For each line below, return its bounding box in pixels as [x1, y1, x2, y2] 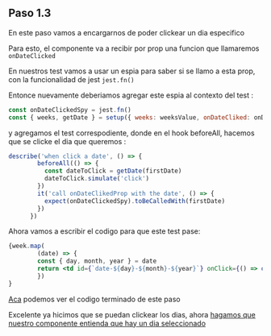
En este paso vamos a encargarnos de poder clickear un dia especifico [8, 27, 244, 37]
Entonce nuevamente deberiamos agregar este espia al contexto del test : [8, 90, 254, 100]
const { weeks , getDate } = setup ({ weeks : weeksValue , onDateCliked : [8, 113, 251, 122]
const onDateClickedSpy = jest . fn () [8, 106, 131, 114]
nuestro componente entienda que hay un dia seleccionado [8, 318, 206, 328]
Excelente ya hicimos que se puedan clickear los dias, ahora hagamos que [8, 309, 256, 319]
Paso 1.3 [8, 6, 52, 20]
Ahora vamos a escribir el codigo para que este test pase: [8, 226, 201, 236]
